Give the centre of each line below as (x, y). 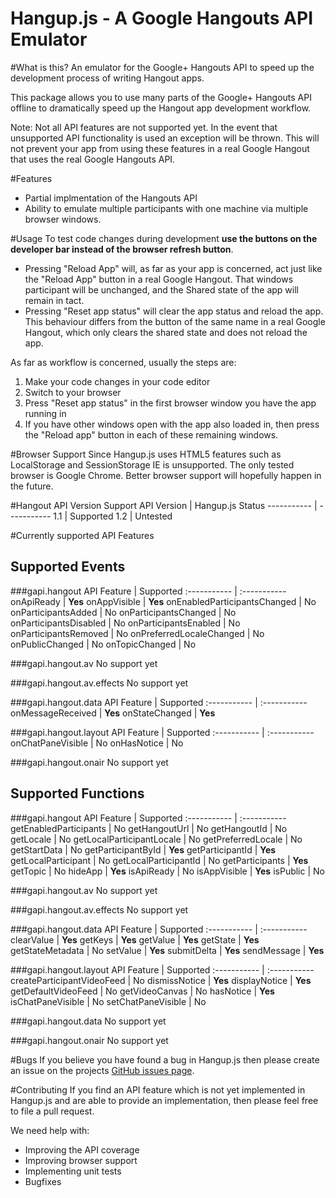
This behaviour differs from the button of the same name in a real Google (175, 321)
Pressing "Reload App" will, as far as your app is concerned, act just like (173, 268)
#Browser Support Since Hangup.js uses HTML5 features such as (146, 454)
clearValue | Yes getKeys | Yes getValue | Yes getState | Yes (135, 939)
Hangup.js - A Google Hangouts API (162, 18)
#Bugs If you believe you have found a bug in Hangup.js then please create (165, 1059)
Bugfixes (43, 1181)
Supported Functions (77, 793)
